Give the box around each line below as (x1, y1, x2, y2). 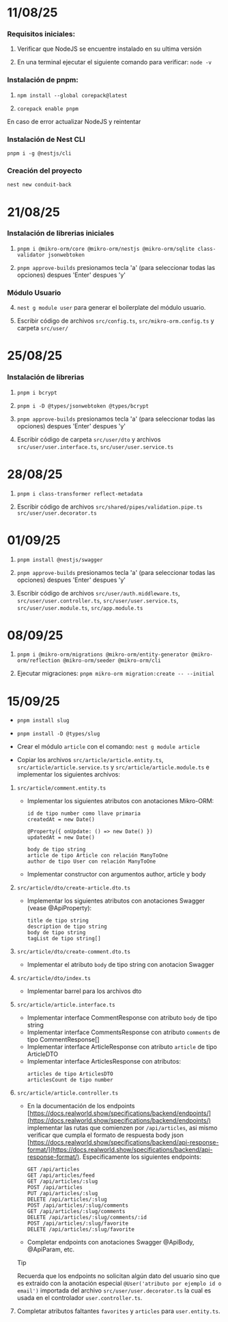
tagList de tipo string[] (27, 935, 101, 942)
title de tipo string (27, 917, 89, 925)
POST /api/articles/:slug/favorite (27, 1220, 128, 1227)
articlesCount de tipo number (27, 1077, 114, 1084)
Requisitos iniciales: (7, 29, 76, 39)
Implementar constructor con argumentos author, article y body (27, 870, 206, 879)
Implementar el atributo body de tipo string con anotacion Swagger (27, 961, 214, 969)
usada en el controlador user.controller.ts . (16, 1294, 143, 1302)
